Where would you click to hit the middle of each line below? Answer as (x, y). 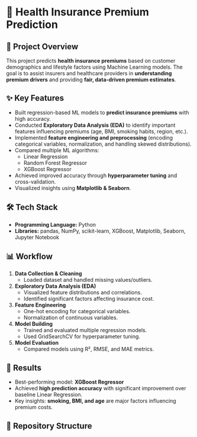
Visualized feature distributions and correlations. (83, 293)
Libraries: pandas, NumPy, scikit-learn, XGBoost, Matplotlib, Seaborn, (100, 231)
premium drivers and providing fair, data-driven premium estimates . (91, 80)
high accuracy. (33, 118)
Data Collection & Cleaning (48, 274)
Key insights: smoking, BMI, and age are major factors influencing (95, 401)
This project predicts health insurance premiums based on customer (91, 61)
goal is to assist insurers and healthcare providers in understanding (89, 73)
